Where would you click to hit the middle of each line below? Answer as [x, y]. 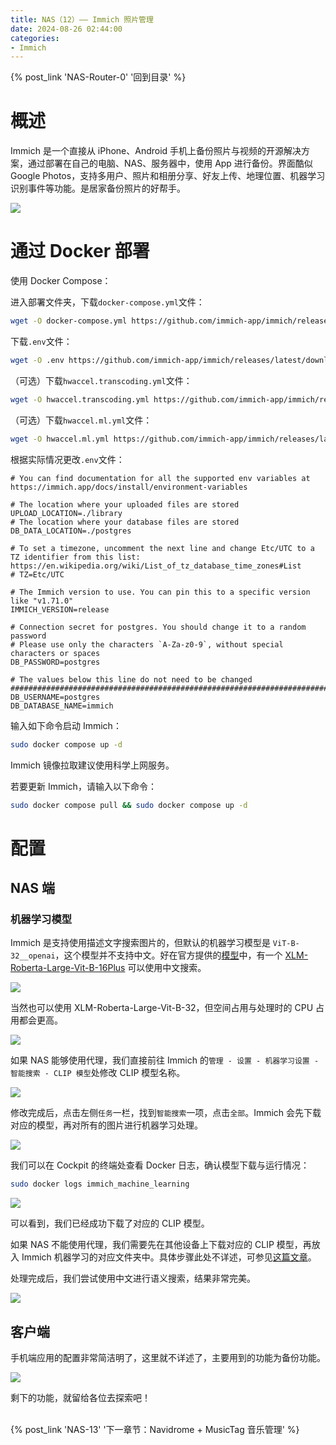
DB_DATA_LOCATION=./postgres [71, 531]
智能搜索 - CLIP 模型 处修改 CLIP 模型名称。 [98, 1073]
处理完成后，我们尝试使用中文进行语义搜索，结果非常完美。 [133, 1278]
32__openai [33, 956]
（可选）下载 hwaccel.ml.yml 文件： [81, 420]
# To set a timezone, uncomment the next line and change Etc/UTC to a [162, 548]
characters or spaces [55, 653]
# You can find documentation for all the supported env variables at [160, 478]
